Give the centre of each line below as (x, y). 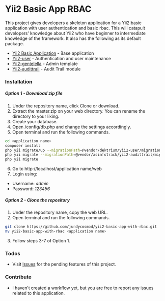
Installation (19, 81)
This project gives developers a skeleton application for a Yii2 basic (73, 23)
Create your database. (35, 121)
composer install (23, 146)
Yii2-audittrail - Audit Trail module (46, 69)
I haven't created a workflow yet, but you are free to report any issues (83, 288)
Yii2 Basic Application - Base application (53, 53)
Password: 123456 (31, 189)
